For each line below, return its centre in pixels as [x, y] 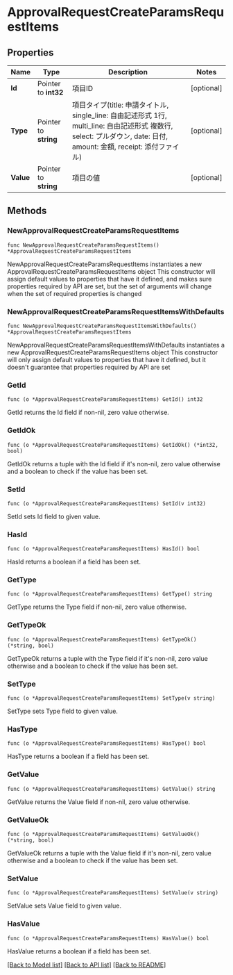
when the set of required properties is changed [75, 293]
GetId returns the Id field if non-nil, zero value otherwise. [88, 412]
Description [128, 72]
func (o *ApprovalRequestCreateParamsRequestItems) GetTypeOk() [102, 639]
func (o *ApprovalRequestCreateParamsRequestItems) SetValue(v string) [113, 893]
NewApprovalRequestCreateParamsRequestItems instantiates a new [105, 264]
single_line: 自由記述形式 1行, [120, 115]
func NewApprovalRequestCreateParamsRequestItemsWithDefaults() [102, 326]
